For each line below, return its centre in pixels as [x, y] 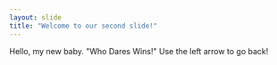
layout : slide [36, 17]
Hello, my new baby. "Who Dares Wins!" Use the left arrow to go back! [139, 51]
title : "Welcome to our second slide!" [84, 26]
